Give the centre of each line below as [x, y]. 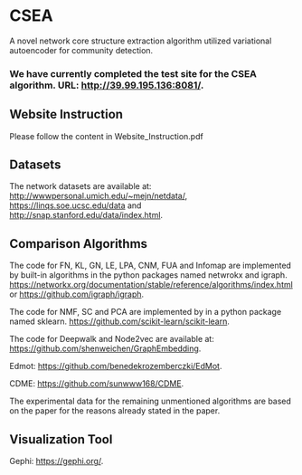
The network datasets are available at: [80, 186]
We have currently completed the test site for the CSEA [133, 73]
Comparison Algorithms [78, 244]
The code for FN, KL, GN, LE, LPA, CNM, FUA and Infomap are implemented [151, 266]
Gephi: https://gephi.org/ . [57, 461]
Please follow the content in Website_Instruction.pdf [106, 136]
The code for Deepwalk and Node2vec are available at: [112, 339]
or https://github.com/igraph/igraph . [77, 294]
